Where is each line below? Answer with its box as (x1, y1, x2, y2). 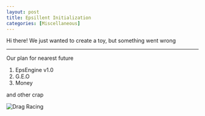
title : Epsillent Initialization (6, 15, 92, 21)
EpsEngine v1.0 (15, 67, 54, 74)
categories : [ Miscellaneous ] (6, 20, 81, 26)
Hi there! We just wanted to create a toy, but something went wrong (6, 37, 176, 45)
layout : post (6, 9, 40, 15)
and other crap (6, 91, 44, 98)
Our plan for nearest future (6, 54, 74, 62)
